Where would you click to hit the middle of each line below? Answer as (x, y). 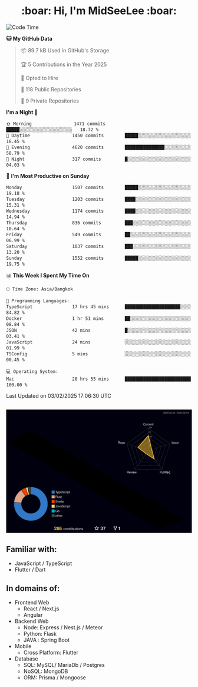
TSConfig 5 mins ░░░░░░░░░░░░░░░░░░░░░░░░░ (99, 354)
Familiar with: (32, 549)
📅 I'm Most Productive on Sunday (48, 176)
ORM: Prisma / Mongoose (55, 678)
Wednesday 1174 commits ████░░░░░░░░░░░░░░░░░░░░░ (99, 211)
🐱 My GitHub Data (29, 38)
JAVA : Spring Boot (46, 640)
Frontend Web (32, 603)
